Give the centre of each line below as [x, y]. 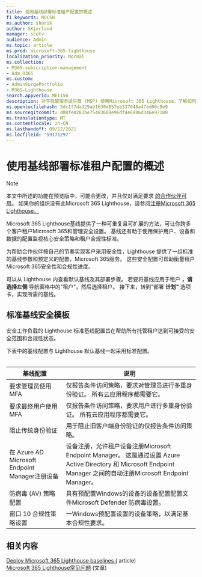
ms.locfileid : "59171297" [38, 135]
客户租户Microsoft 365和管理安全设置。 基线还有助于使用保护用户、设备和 [103, 231]
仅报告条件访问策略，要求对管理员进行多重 [126, 385]
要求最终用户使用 [34, 406]
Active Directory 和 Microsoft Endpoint [120, 464]
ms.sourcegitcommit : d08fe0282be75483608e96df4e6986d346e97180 [87, 112]
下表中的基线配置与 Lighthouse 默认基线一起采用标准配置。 [80, 351]
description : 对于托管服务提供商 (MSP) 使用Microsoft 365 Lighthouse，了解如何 [101, 101]
